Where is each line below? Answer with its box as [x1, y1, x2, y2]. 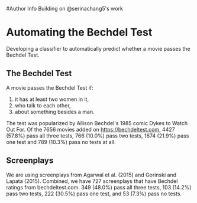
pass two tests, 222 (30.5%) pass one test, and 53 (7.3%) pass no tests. [6, 190, 182, 197]
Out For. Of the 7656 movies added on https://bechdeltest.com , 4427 [6, 126, 176, 133]
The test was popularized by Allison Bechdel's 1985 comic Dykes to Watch [6, 119, 188, 126]
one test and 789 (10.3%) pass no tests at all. [6, 138, 117, 145]
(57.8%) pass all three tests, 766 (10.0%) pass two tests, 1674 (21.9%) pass [6, 132, 189, 139]
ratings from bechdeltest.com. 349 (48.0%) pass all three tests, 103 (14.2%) [6, 184, 192, 191]
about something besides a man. [14, 108, 95, 115]
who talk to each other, [14, 102, 71, 109]
